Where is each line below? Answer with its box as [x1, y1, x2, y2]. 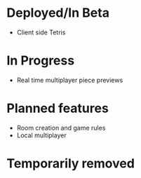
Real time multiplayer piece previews [16, 76, 123, 84]
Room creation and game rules [16, 123, 106, 132]
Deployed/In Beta [6, 5, 110, 21]
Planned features [6, 100, 109, 116]
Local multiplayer [16, 131, 67, 139]
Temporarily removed [6, 156, 135, 171]
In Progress [6, 53, 75, 69]
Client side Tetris [16, 28, 66, 36]
